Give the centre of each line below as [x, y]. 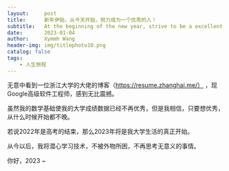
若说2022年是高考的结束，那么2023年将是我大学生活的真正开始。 [100, 131]
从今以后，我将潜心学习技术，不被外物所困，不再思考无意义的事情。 [103, 146]
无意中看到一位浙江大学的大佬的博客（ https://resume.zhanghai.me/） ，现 [112, 85]
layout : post [32, 13]
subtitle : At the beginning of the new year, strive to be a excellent [115, 26]
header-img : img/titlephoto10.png [57, 45]
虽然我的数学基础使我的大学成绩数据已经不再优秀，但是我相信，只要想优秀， [116, 108]
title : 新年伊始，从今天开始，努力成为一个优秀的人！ [82, 20]
